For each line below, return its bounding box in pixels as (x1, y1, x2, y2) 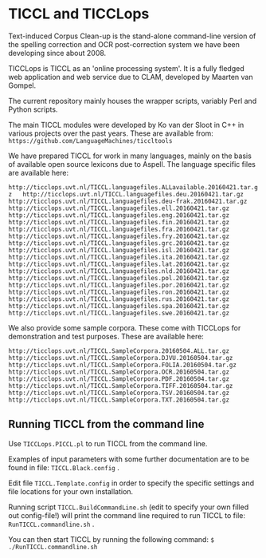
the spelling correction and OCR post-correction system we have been (8, 39, 241, 49)
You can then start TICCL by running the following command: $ (8, 534, 215, 544)
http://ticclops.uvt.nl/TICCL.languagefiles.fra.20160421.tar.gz (8, 225, 229, 233)
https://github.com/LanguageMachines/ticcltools (8, 137, 173, 144)
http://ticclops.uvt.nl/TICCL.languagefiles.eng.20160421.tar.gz (8, 211, 229, 220)
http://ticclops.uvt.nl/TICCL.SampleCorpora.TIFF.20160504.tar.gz (8, 382, 233, 390)
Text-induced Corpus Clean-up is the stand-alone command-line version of (8, 31, 256, 41)
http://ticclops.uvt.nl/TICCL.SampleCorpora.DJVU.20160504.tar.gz (8, 354, 233, 362)
